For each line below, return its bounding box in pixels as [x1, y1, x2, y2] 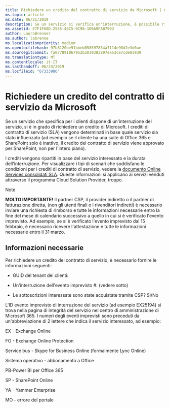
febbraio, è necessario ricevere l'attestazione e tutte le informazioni [5, 223, 146, 229]
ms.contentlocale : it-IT [5, 59, 58, 65]
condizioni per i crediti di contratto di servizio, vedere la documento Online [5, 166, 161, 172]
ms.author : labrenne [5, 36, 49, 41]
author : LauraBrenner [5, 31, 51, 36]
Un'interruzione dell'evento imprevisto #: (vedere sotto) [12, 282, 129, 288]
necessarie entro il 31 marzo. [5, 229, 65, 235]
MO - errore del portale [5, 397, 54, 403]
